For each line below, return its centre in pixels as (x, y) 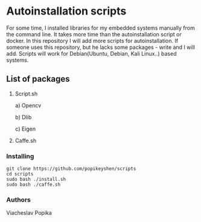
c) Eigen (25, 129)
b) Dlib (23, 117)
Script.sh (26, 93)
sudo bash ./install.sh (36, 180)
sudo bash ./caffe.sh (33, 185)
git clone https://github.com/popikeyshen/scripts (71, 169)
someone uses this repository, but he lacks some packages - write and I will (101, 47)
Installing (20, 156)
